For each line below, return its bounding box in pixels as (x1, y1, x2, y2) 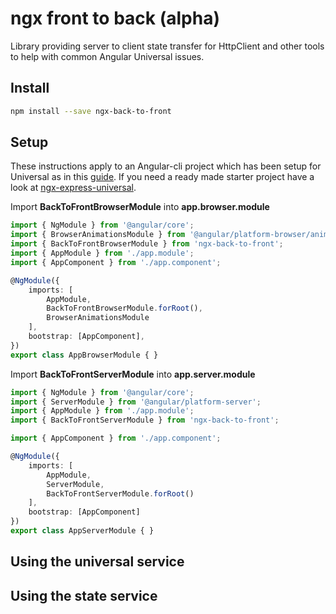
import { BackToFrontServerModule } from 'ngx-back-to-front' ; (10, 415, 280, 426)
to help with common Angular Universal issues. (10, 50, 205, 62)
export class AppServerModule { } (10, 526, 155, 536)
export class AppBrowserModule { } (10, 350, 159, 360)
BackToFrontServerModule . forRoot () (46, 488, 195, 499)
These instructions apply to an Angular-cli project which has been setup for (10, 160, 322, 172)
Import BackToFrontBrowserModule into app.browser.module (10, 201, 270, 213)
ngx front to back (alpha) (10, 7, 220, 30)
